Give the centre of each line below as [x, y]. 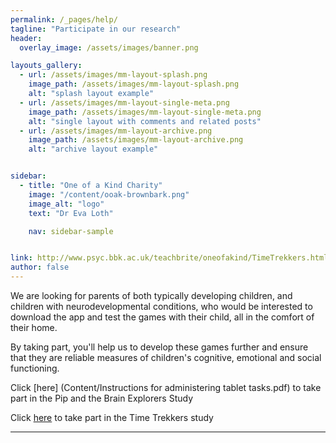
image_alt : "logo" [66, 204]
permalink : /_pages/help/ [64, 19]
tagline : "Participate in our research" [96, 29]
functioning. [35, 368]
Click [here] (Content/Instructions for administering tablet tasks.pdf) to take [166, 387]
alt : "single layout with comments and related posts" [145, 121]
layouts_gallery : [46, 66]
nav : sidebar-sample [71, 231]
